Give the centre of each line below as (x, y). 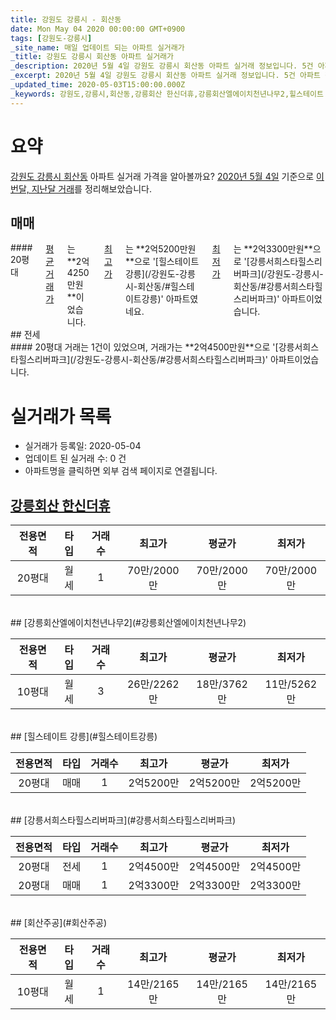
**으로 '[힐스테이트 (162, 262)
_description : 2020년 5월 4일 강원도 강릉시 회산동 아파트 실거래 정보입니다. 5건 (162, 66)
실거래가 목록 (61, 416)
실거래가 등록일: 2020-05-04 (83, 446)
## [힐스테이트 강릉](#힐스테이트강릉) (84, 737)
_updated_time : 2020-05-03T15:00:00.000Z (98, 85)
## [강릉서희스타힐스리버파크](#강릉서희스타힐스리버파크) (123, 820)
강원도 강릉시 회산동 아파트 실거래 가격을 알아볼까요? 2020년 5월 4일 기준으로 (162, 176)
